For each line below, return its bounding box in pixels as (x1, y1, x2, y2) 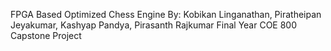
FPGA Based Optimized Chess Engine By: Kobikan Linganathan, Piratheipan (10, 9, 322, 20)
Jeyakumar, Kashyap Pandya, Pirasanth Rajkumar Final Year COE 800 (10, 19, 298, 31)
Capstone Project (10, 30, 82, 41)
